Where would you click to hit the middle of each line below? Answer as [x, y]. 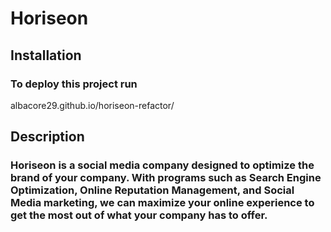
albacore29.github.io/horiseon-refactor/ [92, 105]
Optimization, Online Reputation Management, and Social [152, 190]
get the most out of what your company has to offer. [139, 215]
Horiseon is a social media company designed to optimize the [162, 165]
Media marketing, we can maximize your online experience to [162, 203]
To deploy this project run [74, 84]
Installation [46, 55]
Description [47, 137]
